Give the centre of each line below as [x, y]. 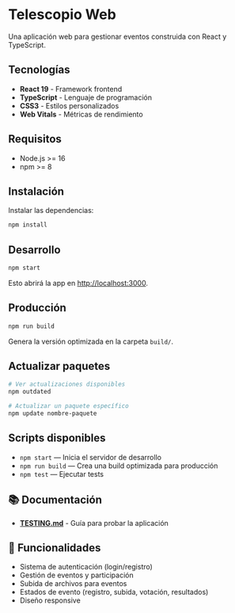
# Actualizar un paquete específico [68, 406]
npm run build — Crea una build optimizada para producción [119, 466]
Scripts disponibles [57, 438]
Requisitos [35, 139]
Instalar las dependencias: [51, 211]
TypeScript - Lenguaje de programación [86, 97]
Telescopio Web [62, 15]
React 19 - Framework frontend [71, 89]
